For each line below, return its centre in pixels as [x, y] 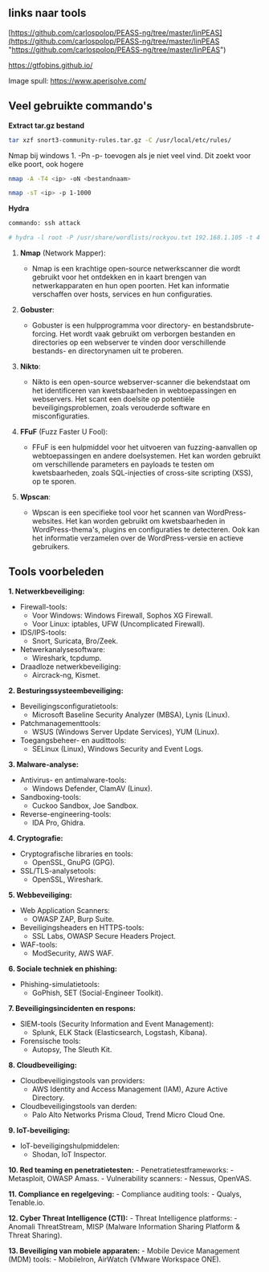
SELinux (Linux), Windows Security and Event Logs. [117, 748]
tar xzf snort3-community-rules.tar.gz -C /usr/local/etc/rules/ [120, 140]
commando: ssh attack [45, 223]
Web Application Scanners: [65, 910]
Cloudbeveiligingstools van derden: [78, 1106]
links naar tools [47, 13]
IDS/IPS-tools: [43, 632]
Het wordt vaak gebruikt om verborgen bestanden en [147, 334]
